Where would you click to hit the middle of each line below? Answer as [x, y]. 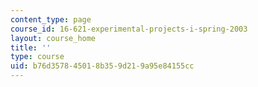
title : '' [31, 47]
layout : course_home [53, 38]
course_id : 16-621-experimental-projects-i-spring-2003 [129, 29]
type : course [37, 57]
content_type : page [51, 19]
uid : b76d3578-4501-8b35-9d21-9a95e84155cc [102, 66]
